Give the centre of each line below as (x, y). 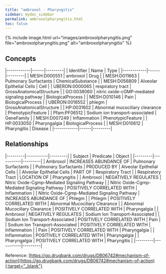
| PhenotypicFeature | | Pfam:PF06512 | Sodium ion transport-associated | (81, 113)
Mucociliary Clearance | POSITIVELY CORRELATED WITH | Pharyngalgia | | (82, 208)
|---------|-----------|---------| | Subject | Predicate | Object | (69, 156)
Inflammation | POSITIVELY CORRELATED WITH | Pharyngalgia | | (72, 235)
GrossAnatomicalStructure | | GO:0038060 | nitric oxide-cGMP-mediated (80, 92)
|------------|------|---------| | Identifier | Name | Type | (63, 70)
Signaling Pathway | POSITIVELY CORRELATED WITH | (82, 188)
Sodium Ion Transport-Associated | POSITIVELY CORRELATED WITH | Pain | (83, 219)
